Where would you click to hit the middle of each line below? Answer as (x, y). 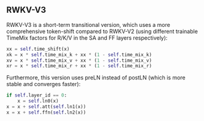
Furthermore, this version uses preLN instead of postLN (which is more (96, 78)
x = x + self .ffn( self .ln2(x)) (46, 112)
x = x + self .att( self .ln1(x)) (46, 107)
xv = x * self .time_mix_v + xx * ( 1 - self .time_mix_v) (79, 61)
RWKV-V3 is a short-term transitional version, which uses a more (88, 24)
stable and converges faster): (43, 84)
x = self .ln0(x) (38, 101)
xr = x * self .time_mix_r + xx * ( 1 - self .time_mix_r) (79, 66)
